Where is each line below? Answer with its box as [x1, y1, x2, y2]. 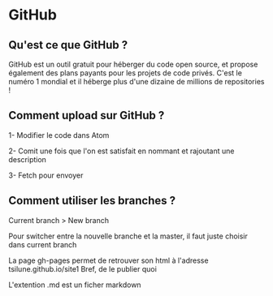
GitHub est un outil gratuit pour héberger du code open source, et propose [8, 59, 258, 69]
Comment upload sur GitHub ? [8, 109, 165, 122]
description [8, 154, 47, 164]
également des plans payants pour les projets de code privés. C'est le [8, 68, 242, 78]
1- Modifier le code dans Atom [8, 130, 110, 139]
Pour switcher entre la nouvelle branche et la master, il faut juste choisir [8, 231, 248, 241]
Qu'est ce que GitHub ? [8, 38, 128, 52]
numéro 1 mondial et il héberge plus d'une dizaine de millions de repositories [8, 77, 265, 86]
